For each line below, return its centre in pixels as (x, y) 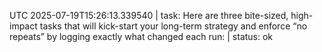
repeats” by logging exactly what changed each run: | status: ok (141, 36)
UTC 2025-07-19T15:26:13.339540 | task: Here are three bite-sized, (149, 15)
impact (23, 26)
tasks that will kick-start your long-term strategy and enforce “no (173, 26)
